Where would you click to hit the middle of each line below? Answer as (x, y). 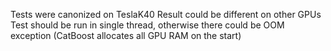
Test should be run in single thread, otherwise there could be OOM (147, 25)
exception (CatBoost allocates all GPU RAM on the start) (126, 35)
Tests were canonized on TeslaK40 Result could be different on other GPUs (166, 14)
